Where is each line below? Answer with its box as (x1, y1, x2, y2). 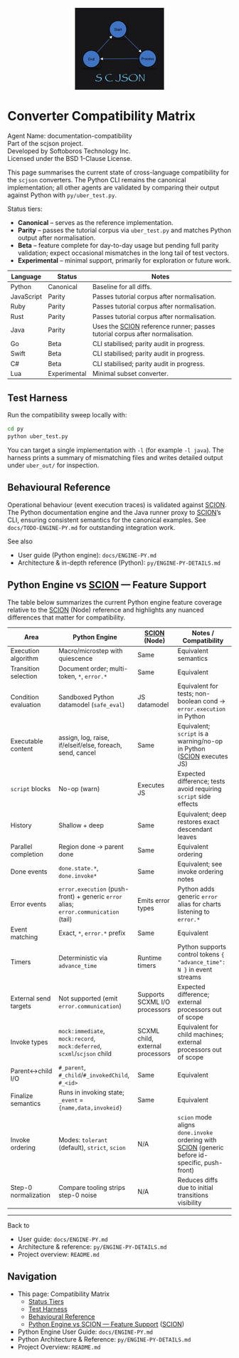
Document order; (58, 664, 108, 673)
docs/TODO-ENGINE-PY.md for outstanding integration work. (7, 523, 176, 531)
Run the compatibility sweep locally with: (7, 411, 127, 419)
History (10, 821, 32, 830)
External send (10, 994, 51, 1003)
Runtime (137, 954, 162, 962)
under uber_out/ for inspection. (7, 461, 100, 469)
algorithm (10, 654, 39, 663)
